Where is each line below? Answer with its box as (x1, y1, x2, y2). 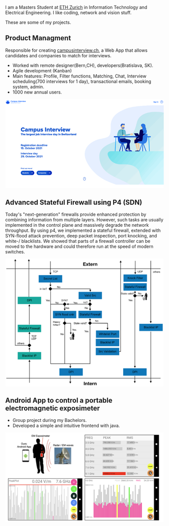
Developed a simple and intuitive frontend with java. (12, 422, 120, 429)
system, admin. (12, 83, 44, 90)
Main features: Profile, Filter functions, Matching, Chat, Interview (12, 73, 147, 79)
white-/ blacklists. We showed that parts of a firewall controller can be (5, 238, 151, 244)
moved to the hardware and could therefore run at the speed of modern (5, 243, 153, 249)
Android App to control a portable (5, 396, 113, 404)
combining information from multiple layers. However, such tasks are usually (5, 217, 163, 223)
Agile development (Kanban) (12, 67, 72, 73)
